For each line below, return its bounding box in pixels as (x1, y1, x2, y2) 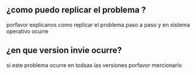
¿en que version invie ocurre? (6, 45, 123, 55)
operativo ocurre (6, 27, 49, 35)
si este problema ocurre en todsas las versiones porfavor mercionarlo (6, 61, 183, 69)
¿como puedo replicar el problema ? (6, 5, 146, 15)
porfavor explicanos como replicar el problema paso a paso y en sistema (6, 21, 190, 28)
